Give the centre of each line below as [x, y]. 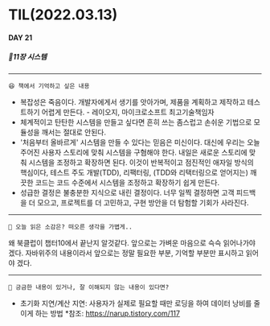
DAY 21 [20, 37]
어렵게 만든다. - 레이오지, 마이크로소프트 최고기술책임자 [128, 112]
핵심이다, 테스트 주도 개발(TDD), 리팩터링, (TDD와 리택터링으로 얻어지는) [134, 172]
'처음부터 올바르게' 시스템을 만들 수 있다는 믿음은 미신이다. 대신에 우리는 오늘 [140, 142]
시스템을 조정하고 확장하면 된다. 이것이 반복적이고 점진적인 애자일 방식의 [141, 162]
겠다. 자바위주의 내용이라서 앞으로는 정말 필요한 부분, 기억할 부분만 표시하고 [126, 253]
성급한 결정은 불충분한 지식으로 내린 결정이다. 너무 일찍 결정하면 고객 [127, 192]
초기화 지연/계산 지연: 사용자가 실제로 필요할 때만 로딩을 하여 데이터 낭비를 [136, 303]
